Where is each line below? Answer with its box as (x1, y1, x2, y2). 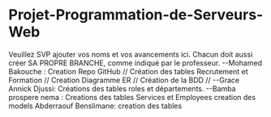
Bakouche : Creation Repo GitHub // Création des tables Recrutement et (8, 66, 249, 76)
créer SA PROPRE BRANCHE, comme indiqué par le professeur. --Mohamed (8, 58, 262, 68)
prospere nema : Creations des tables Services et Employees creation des (8, 92, 256, 102)
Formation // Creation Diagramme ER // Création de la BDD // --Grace (8, 75, 240, 85)
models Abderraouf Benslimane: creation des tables (8, 101, 183, 111)
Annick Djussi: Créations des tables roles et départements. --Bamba (8, 83, 237, 94)
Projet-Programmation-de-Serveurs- (8, 6, 264, 24)
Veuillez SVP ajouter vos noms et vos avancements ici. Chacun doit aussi (8, 49, 253, 59)
